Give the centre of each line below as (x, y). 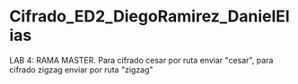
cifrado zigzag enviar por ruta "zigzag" (82, 70)
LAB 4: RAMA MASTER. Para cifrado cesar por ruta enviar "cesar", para (141, 60)
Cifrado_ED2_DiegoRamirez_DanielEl (149, 17)
